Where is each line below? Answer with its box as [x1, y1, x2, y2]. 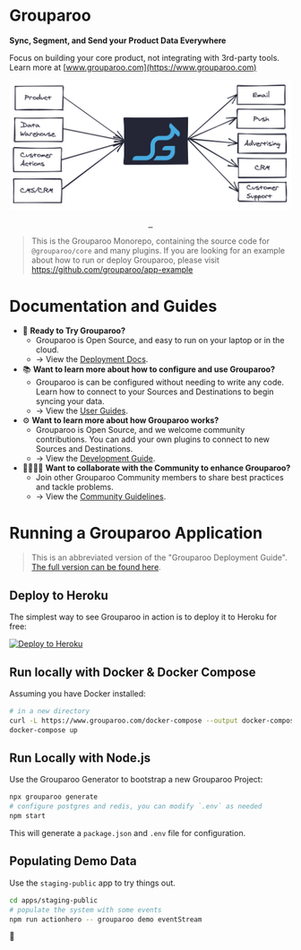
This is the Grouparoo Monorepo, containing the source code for [30, 236, 271, 246]
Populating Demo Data [9, 853, 137, 869]
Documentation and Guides [9, 296, 218, 316]
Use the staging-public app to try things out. [9, 877, 176, 888]
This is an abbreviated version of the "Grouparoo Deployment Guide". [30, 552, 288, 563]
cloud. [35, 344, 60, 355]
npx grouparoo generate [9, 792, 99, 802]
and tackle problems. [35, 481, 114, 493]
